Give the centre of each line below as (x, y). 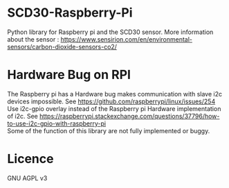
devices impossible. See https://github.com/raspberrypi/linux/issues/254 (111, 101)
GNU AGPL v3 (27, 178)
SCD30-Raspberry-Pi (70, 13)
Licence (30, 159)
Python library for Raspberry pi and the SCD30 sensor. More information (110, 32)
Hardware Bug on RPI (69, 75)
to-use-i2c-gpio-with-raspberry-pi (56, 123)
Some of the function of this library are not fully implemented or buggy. (109, 130)
